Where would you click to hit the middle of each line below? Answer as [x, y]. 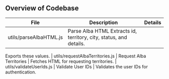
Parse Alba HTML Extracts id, [102, 31]
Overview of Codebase [42, 8]
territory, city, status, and [97, 37]
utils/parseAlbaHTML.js [35, 37]
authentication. [21, 72]
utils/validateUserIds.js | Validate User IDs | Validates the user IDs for [77, 66]
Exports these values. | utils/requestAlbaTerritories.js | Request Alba [76, 56]
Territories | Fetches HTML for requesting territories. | [61, 61]
